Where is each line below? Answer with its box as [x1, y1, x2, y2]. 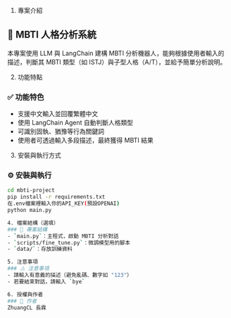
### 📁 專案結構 [7, 225, 48, 233]
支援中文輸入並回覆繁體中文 [17, 110, 99, 118]
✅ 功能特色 [7, 92, 44, 102]
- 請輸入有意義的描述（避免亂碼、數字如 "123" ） [7, 271, 132, 279]
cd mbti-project [7, 187, 55, 194]
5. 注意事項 [7, 259, 39, 266]
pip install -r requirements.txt [7, 194, 106, 201]
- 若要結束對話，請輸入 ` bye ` [7, 278, 86, 285]
